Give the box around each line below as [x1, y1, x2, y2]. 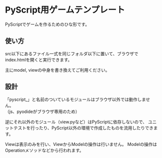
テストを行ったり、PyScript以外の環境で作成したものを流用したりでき [13, 125, 154, 131]
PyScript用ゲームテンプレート [5, 4, 125, 16]
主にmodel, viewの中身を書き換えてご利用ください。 [5, 67, 110, 73]
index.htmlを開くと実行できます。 [5, 57, 72, 63]
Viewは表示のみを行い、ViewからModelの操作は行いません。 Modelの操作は [5, 141, 157, 147]
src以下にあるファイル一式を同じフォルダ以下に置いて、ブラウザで [5, 50, 139, 56]
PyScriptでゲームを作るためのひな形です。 [5, 21, 90, 27]
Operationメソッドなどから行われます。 [5, 147, 84, 153]
